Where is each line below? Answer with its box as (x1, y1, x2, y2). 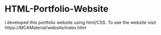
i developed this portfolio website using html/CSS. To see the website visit (4, 19, 156, 25)
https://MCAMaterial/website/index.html (4, 24, 86, 30)
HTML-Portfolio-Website (4, 3, 109, 15)
